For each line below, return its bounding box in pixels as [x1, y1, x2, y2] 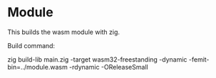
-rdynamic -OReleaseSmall [68, 62, 148, 71]
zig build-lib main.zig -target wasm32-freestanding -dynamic [7, 55, 187, 64]
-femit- [188, 55, 210, 64]
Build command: [7, 41, 56, 50]
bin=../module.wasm [7, 62, 68, 71]
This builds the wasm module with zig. [7, 28, 120, 36]
